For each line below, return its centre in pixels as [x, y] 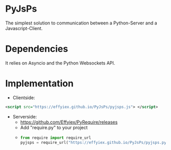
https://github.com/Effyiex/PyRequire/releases [69, 122]
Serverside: [25, 116]
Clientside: [24, 98]
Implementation [39, 84]
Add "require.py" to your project [54, 127]
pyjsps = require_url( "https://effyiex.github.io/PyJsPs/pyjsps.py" [94, 142]
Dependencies [37, 49]
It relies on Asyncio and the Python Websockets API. [60, 63]
